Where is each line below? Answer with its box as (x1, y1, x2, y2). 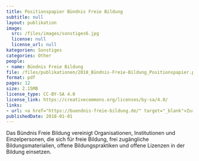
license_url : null (11, 42, 57, 48)
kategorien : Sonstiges (6, 47, 62, 53)
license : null (11, 36, 46, 42)
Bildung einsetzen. (6, 149, 52, 156)
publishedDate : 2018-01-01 (6, 113, 73, 119)
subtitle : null (6, 14, 44, 20)
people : (6, 58, 25, 64)
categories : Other (6, 53, 52, 59)
